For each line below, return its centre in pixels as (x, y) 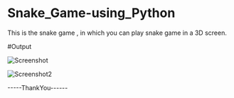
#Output (20, 46)
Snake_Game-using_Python (91, 13)
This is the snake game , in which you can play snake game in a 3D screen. (117, 33)
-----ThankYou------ (38, 87)
